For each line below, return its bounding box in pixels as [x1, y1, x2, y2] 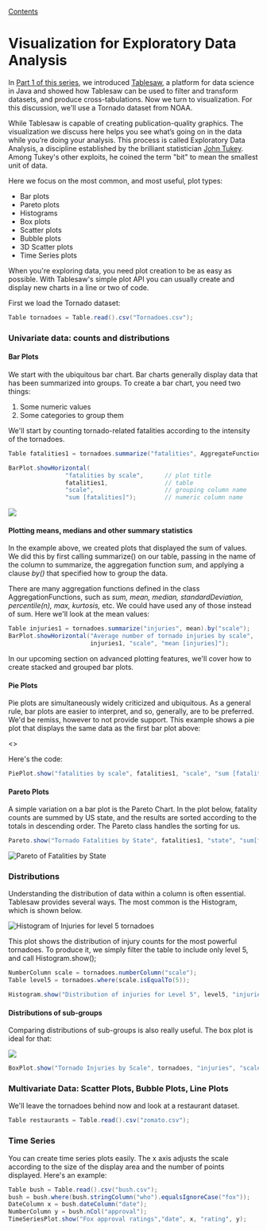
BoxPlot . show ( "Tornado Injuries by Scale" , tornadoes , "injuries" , [8, 1064, 237, 1072]
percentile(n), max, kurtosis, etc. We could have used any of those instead [8, 601, 252, 610]
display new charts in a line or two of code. [8, 282, 149, 292]
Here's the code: [8, 754, 64, 764]
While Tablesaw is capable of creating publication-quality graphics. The [8, 118, 244, 128]
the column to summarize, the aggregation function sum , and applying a [8, 560, 245, 570]
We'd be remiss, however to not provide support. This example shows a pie [8, 715, 255, 725]
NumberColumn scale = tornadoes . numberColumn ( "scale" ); [8, 969, 197, 977]
